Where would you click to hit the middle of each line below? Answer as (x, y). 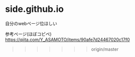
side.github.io (35, 9)
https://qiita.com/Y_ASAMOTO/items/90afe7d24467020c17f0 (67, 39)
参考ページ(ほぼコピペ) (28, 34)
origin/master (105, 49)
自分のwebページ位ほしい (31, 23)
